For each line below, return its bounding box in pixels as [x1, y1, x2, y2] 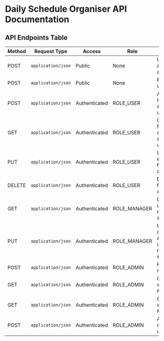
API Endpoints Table [5, 33, 68, 42]
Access [82, 48, 101, 54]
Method [7, 48, 26, 54]
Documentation [5, 14, 70, 25]
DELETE [7, 182, 26, 188]
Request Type [34, 48, 67, 54]
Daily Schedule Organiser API [5, 3, 127, 15]
